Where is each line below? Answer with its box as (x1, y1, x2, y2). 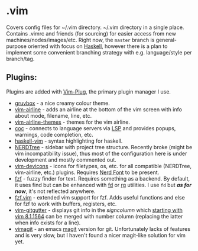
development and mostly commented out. (14, 156, 116, 163)
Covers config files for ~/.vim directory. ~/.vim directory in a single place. (6, 24, 184, 31)
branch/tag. (6, 55, 35, 62)
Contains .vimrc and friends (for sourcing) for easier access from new (6, 30, 176, 37)
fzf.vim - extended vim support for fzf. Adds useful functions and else (14, 194, 185, 201)
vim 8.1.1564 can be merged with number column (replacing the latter (14, 213, 183, 220)
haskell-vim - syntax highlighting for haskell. (14, 137, 123, 144)
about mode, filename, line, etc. (14, 112, 92, 119)
